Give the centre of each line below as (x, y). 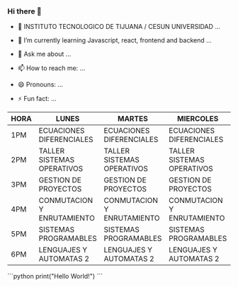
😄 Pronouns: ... (40, 85)
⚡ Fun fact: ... (37, 99)
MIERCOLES (198, 119)
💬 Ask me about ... (44, 54)
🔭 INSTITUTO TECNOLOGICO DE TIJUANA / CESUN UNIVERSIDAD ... (119, 27)
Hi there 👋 (25, 11)
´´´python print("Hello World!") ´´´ (55, 276)
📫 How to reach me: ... (51, 68)
